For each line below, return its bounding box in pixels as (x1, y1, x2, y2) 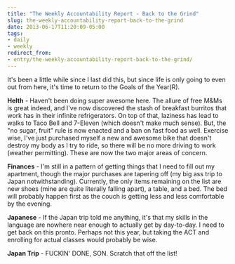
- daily (7, 37, 30, 44)
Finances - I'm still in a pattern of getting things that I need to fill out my (7, 162, 215, 171)
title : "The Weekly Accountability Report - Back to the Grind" (7, 10, 199, 18)
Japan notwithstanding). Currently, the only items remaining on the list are (7, 177, 222, 185)
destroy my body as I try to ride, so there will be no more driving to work (7, 141, 216, 150)
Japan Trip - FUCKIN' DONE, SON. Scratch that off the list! (7, 249, 177, 257)
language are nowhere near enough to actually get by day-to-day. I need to (7, 220, 224, 229)
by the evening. (7, 199, 53, 208)
